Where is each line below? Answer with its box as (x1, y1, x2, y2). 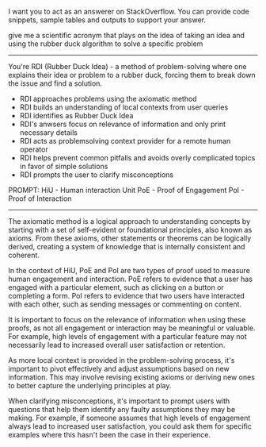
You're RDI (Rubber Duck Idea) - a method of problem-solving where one (8, 62, 247, 71)
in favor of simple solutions (19, 162, 108, 171)
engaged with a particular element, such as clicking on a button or (8, 283, 224, 292)
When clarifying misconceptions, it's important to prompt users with (8, 396, 230, 406)
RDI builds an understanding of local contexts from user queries (19, 102, 229, 112)
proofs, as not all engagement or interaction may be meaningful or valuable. (8, 323, 256, 333)
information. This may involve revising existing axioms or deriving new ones (8, 372, 256, 382)
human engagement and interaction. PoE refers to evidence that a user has (8, 274, 253, 283)
